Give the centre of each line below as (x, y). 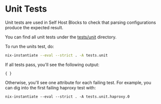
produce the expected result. (34, 27)
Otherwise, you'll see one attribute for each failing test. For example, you (78, 82)
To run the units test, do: (30, 46)
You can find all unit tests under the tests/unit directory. (61, 37)
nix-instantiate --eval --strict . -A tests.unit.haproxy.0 (68, 96)
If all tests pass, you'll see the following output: (52, 65)
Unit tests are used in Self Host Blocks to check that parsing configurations (80, 22)
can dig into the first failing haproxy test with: (50, 87)
